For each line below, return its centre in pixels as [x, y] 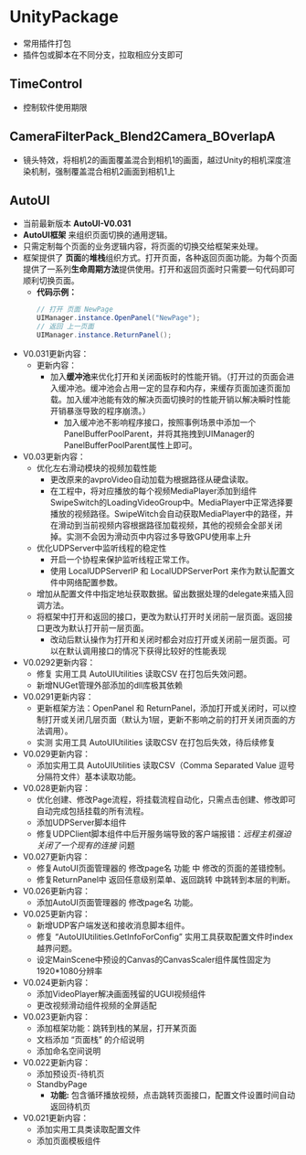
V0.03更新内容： [54, 456]
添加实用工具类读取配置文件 [89, 1129]
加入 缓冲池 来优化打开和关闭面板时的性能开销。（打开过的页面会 [168, 376]
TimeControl [46, 84]
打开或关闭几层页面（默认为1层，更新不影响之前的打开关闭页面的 [166, 719]
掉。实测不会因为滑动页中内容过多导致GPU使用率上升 [151, 536]
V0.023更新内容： [57, 1016]
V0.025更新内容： [57, 914]
